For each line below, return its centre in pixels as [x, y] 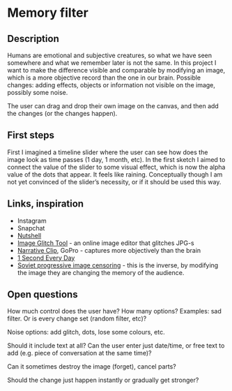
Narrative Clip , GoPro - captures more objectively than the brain [109, 250]
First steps [31, 135]
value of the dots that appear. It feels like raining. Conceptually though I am [115, 174]
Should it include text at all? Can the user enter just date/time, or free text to [116, 346]
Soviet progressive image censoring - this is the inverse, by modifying [118, 265]
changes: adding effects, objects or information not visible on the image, [111, 85]
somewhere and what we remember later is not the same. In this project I [112, 63]
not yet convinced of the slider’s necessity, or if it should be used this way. [114, 182]
